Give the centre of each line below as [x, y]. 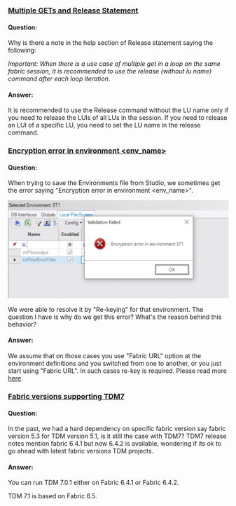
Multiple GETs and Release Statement [73, 11]
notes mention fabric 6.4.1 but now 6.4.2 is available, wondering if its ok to [115, 444]
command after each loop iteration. [59, 78]
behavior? [22, 324]
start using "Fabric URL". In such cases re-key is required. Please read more [117, 371]
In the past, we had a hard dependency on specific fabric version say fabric [117, 429]
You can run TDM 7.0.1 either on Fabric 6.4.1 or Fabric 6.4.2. [93, 483]
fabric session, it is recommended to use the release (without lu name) [110, 71]
